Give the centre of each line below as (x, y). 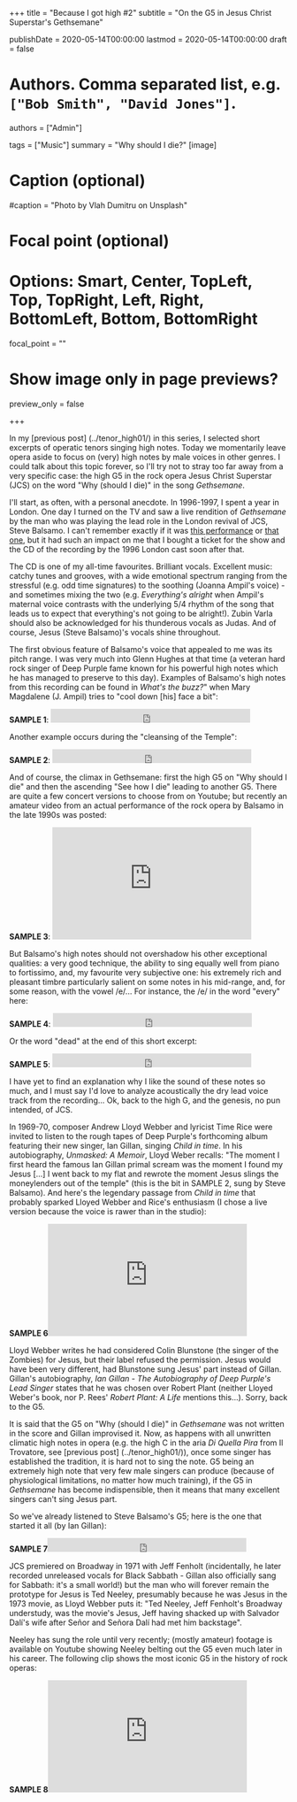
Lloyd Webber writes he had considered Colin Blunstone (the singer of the (144, 1350)
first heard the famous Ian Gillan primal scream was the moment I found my (146, 1164)
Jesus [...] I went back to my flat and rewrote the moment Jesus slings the (144, 1174)
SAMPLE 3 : (30, 936)
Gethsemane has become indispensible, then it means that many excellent (145, 1490)
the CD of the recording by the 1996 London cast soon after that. (127, 549)
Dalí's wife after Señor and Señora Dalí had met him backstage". (126, 1622)
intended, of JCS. (41, 1109)
